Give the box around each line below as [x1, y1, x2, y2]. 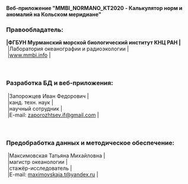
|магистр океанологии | [7, 158, 68, 165]
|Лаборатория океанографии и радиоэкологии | [7, 46, 129, 53]
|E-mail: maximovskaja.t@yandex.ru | [7, 170, 99, 178]
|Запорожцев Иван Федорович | [7, 92, 89, 99]
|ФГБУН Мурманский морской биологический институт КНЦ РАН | [6, 39, 181, 46]
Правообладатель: [6, 25, 64, 34]
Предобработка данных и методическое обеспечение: [6, 138, 175, 147]
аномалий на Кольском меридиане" [6, 11, 102, 18]
